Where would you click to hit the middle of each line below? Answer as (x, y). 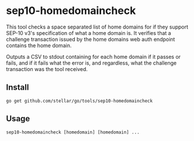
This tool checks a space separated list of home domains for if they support (97, 27)
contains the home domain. (39, 45)
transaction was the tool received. (47, 69)
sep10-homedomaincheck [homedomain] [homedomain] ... (73, 132)
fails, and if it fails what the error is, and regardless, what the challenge (91, 63)
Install (18, 88)
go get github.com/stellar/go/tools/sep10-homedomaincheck (79, 101)
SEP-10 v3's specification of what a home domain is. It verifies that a (89, 33)
